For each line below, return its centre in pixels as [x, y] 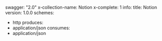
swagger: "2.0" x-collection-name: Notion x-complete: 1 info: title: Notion [81, 7]
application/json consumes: [41, 28]
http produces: [28, 23]
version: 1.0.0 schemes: [30, 13]
